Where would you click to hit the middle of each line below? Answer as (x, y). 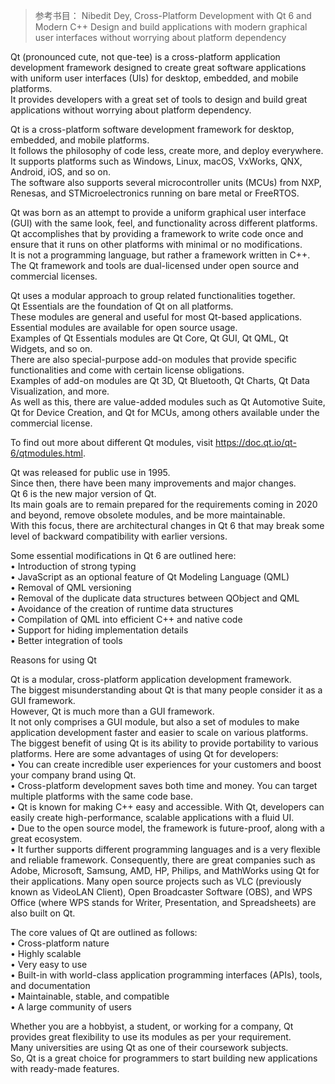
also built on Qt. (43, 913)
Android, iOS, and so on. (60, 172)
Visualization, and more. (60, 391)
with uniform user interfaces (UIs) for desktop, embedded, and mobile (154, 78)
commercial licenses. (54, 276)
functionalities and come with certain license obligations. (127, 370)
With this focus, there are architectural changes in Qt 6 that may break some (167, 525)
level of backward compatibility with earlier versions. (119, 536)
